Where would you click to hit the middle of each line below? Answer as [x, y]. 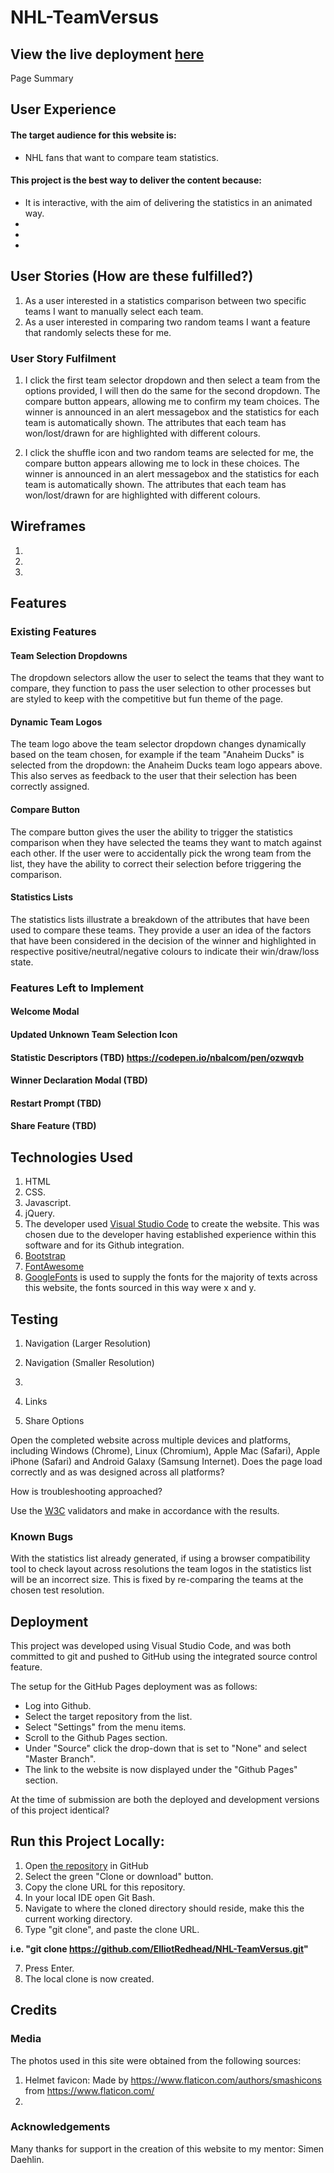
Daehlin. [27, 2159]
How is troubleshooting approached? [86, 1491]
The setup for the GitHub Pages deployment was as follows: [134, 1687]
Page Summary [42, 78]
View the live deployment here [107, 54]
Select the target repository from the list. [108, 1717]
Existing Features [53, 632]
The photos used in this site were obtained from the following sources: [156, 2060]
